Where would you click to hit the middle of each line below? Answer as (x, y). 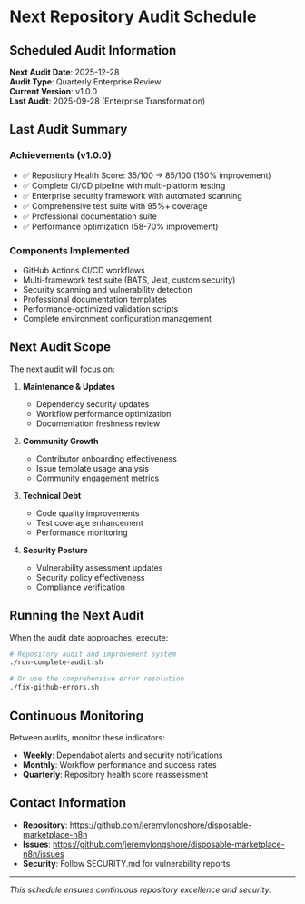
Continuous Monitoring (76, 715)
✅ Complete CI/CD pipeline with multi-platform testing (124, 185)
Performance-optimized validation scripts (100, 308)
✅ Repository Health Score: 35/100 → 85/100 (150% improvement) (147, 175)
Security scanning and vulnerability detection (107, 289)
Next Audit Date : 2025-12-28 (64, 72)
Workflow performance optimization (103, 413)
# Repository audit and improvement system (93, 654)
